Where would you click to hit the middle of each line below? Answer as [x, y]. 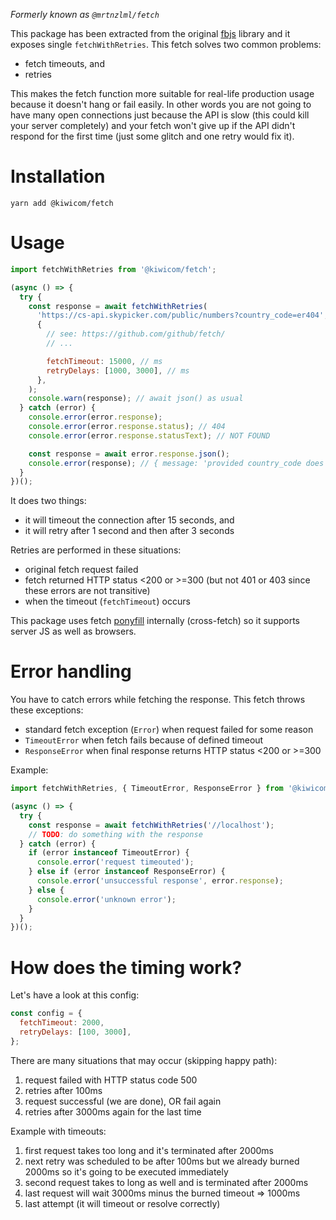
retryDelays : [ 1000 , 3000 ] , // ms [118, 370]
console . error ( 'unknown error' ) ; [106, 899]
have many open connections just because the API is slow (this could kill [160, 115]
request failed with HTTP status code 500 [111, 1080]
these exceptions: [47, 710]
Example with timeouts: [58, 1131]
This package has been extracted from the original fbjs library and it [150, 33]
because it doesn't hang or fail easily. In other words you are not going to [161, 104]
